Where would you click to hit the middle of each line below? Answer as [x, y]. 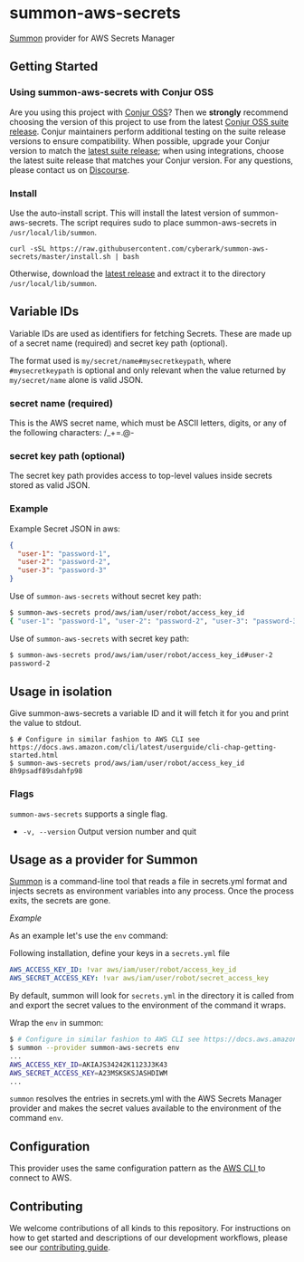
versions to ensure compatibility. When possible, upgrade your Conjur [140, 141]
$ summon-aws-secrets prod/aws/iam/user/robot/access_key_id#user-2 [141, 655]
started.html [34, 755]
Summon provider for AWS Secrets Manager [92, 38]
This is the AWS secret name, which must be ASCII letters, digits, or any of [148, 423]
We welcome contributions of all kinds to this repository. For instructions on [150, 1229]
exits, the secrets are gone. [60, 901]
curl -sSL [28, 249]
